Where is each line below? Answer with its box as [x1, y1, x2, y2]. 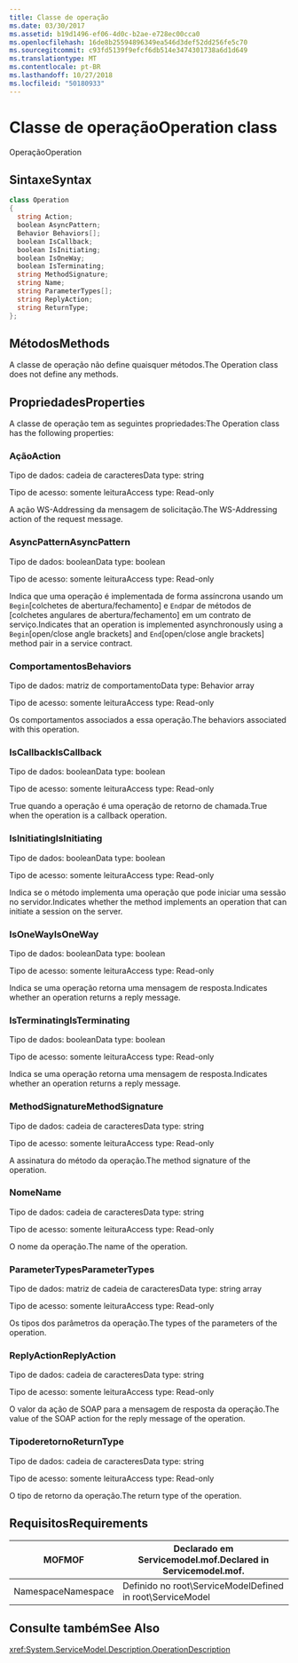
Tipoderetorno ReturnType [9, 1436, 124, 1448]
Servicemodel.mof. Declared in [137, 1553, 270, 1565]
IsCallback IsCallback [9, 746, 102, 758]
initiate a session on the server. [9, 906, 123, 916]
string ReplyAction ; [17, 295, 93, 304]
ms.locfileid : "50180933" [9, 79, 105, 88]
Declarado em [173, 1542, 234, 1555]
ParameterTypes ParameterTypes [9, 1263, 155, 1275]
